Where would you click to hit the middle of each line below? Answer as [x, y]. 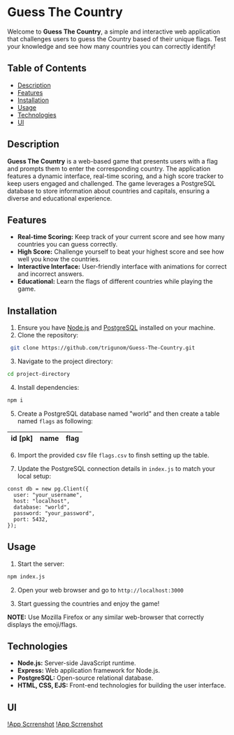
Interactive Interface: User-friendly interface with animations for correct [122, 267]
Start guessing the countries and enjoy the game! [88, 603]
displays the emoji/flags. [43, 624]
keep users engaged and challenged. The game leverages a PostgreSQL [111, 183]
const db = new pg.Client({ [48, 489]
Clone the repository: [48, 335]
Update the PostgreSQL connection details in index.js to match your [116, 468]
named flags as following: [55, 421]
